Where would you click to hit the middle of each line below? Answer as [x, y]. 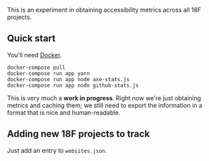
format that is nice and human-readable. [64, 113]
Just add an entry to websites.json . [57, 150]
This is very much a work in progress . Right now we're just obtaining [104, 98]
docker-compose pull [37, 68]
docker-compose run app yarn [48, 73]
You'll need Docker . [34, 55]
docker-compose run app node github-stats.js [73, 85]
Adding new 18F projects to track [79, 134]
